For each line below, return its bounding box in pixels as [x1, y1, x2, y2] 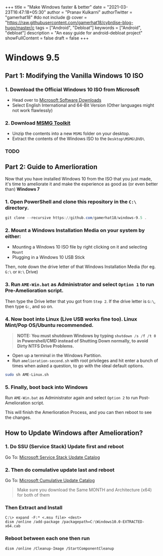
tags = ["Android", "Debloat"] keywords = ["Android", [36, 25, 142, 31]
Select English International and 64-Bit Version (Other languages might [12, 102, 154, 108]
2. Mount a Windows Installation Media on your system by [5, 227, 145, 233]
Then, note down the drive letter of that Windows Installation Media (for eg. [5, 264, 156, 269]
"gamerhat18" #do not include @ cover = [5, 15, 87, 20]
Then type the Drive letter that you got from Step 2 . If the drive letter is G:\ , [5, 298, 156, 304]
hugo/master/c [5, 25, 35, 31]
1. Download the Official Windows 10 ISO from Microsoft [5, 86, 140, 93]
